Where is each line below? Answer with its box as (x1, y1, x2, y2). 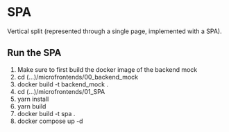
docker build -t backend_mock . (17, 80, 109, 88)
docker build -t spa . (17, 109, 76, 117)
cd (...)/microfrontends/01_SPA (17, 87, 105, 95)
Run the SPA (7, 47, 62, 59)
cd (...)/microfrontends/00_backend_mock (17, 73, 139, 81)
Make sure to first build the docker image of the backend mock (17, 65, 198, 73)
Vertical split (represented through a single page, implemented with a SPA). (7, 27, 222, 35)
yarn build (17, 102, 46, 111)
